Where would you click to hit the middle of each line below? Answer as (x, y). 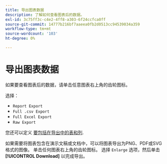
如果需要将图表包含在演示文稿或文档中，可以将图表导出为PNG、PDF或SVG (83, 143)
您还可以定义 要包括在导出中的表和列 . (45, 132)
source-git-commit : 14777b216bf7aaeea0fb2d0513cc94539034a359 (73, 24)
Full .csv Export (31, 112)
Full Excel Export (32, 117)
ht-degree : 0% (20, 39)
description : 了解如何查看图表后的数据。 (45, 15)
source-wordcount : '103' (32, 34)
